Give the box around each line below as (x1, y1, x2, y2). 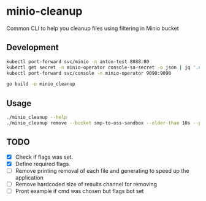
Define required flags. (15, 160, 71, 167)
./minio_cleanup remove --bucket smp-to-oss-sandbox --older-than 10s (6, 119, 191, 126)
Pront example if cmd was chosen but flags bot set (15, 187, 144, 194)
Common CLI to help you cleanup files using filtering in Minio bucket (6, 25, 179, 32)
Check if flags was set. (15, 153, 74, 161)
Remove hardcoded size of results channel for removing (15, 180, 158, 188)
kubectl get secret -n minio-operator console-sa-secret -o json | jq (6, 64, 191, 70)
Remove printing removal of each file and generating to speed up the (15, 167, 189, 174)
